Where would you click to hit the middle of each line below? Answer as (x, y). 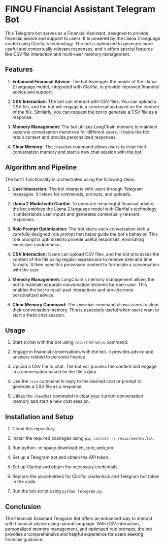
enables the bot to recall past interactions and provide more (73, 290)
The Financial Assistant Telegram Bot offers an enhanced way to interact (79, 518)
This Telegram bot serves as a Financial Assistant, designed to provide (77, 33)
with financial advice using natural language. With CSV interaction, (73, 524)
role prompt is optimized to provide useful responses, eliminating (78, 239)
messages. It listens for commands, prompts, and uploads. (72, 194)
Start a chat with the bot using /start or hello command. (70, 342)
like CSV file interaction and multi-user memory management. (68, 54)
